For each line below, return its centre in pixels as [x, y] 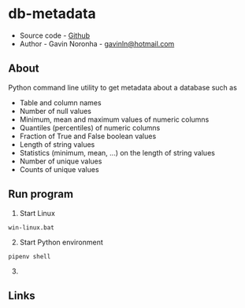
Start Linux [37, 213]
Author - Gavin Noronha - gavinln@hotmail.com [97, 43]
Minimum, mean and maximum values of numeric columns [114, 119]
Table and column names [60, 102]
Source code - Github [55, 35]
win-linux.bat [32, 227]
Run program [41, 194]
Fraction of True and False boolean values [88, 136]
